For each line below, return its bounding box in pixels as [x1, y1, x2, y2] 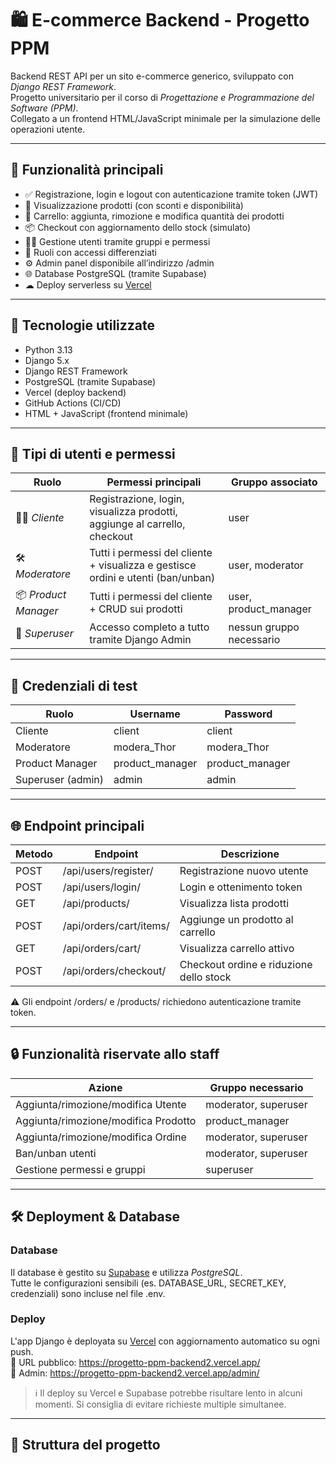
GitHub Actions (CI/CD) [24, 397, 122, 409]
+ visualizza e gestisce [89, 558, 197, 572]
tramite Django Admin [89, 633, 192, 647]
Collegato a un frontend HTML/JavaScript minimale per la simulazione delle [10, 112, 321, 124]
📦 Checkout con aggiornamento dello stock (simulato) [24, 221, 252, 233]
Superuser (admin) [15, 773, 105, 787]
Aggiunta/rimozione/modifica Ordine [15, 1130, 187, 1144]
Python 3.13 [24, 343, 73, 356]
